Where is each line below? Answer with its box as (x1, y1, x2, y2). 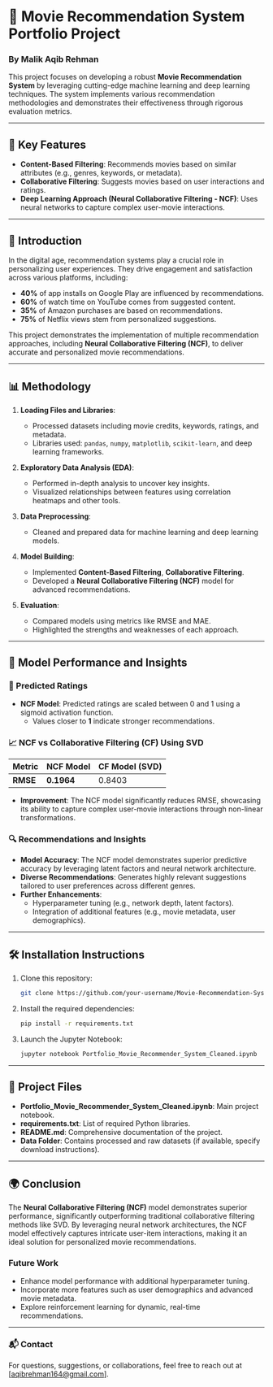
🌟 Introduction (8, 233, 83, 247)
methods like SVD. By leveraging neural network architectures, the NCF (8, 1220, 248, 1230)
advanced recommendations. (32, 585, 131, 594)
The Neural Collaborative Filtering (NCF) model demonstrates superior (8, 1202, 248, 1212)
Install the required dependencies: (19, 1003, 136, 1013)
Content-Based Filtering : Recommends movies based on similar (19, 159, 237, 169)
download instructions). (19, 1145, 100, 1154)
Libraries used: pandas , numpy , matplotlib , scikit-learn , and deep (32, 438, 253, 448)
